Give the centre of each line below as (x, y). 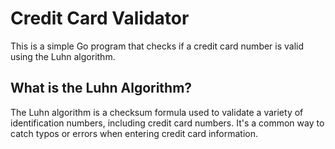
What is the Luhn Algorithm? (101, 88)
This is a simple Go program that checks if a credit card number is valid (157, 46)
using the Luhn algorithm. (63, 56)
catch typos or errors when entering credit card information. (134, 133)
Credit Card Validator (100, 18)
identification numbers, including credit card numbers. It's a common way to (167, 123)
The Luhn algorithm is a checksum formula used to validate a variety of (157, 112)
